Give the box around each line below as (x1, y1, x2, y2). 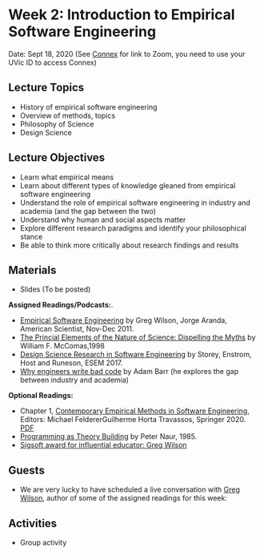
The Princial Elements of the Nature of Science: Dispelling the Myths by (19, 332, 256, 342)
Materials (8, 263, 57, 277)
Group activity (19, 538, 67, 547)
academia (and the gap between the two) (19, 206, 157, 215)
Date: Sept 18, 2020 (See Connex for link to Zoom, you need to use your (8, 49, 246, 58)
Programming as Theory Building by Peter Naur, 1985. (19, 432, 198, 441)
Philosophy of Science (19, 119, 94, 129)
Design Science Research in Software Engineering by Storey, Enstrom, (19, 350, 252, 360)
